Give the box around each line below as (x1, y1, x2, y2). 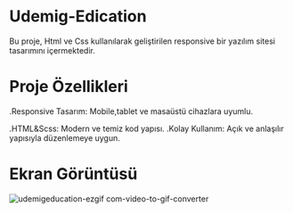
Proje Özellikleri (9, 77, 129, 97)
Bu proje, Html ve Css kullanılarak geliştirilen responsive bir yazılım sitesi (9, 36, 276, 46)
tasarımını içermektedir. (9, 45, 95, 55)
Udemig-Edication (9, 6, 147, 27)
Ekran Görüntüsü (9, 164, 138, 184)
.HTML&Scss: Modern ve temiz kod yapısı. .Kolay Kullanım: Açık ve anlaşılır (9, 123, 284, 134)
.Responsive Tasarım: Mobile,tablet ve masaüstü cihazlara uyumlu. (9, 105, 254, 117)
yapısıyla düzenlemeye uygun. (9, 132, 120, 143)
